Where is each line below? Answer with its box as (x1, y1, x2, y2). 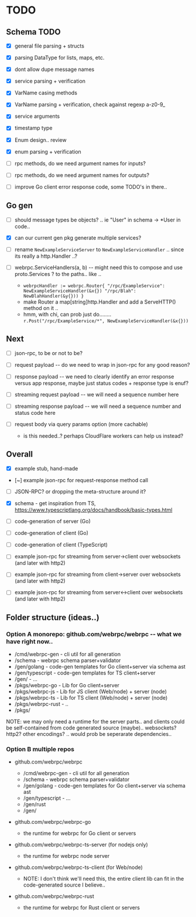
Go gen (6, 200, 33, 211)
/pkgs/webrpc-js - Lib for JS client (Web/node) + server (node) (14, 688, 167, 695)
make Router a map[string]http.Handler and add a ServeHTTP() (23, 298, 177, 305)
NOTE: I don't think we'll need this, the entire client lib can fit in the (23, 875, 184, 882)
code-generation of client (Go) (14, 530, 89, 537)
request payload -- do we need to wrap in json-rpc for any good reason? (14, 361, 190, 368)
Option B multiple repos (6, 745, 75, 754)
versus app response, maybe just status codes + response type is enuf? (14, 379, 189, 387)
